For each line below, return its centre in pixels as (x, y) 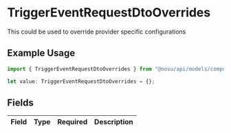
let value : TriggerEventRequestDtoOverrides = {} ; (81, 81)
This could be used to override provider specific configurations (97, 32)
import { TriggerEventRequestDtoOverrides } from (80, 69)
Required (73, 122)
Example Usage (41, 53)
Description (114, 122)
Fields (21, 102)
